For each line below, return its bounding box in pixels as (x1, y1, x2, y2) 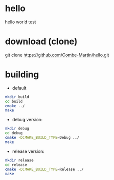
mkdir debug (5, 126, 29, 131)
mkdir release (5, 158, 34, 163)
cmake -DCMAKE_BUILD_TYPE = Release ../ (5, 167, 84, 172)
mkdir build (5, 94, 29, 99)
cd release (5, 162, 27, 167)
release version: (12, 148, 45, 154)
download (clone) (5, 36, 78, 47)
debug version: (12, 117, 43, 123)
